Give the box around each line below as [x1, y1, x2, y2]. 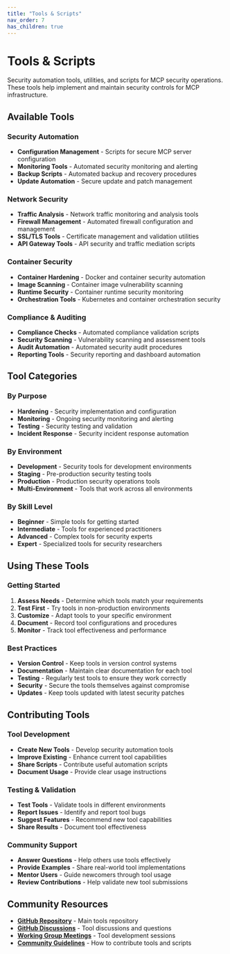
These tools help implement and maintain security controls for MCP [7, 83, 200, 92]
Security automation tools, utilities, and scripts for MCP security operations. [7, 76, 223, 84]
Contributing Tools [7, 709, 90, 721]
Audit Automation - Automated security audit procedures [17, 343, 182, 351]
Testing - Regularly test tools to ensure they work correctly [17, 674, 187, 682]
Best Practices [7, 643, 57, 653]
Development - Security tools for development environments [17, 462, 192, 470]
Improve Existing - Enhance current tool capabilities [17, 752, 168, 761]
